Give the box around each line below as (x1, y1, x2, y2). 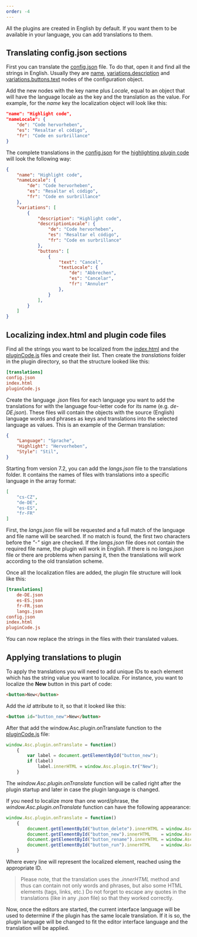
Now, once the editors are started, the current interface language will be (6, 906, 181, 913)
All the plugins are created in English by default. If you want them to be (6, 25, 177, 32)
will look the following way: (6, 155, 72, 162)
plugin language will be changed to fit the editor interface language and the (6, 918, 188, 925)
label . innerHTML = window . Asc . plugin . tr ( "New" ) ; (37, 763, 159, 770)
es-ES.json (16, 597, 43, 603)
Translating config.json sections (6, 48, 127, 58)
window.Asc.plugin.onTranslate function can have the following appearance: (6, 803, 191, 810)
